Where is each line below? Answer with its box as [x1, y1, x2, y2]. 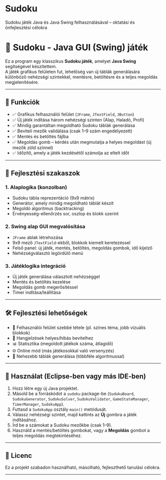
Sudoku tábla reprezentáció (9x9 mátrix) [12, 195, 95, 201]
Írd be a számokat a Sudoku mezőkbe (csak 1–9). [12, 422, 113, 428]
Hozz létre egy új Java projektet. [12, 385, 79, 391]
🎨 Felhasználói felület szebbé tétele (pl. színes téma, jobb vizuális [12, 324, 146, 330]
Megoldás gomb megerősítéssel [12, 284, 78, 290]
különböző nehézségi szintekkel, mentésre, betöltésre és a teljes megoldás [5, 74, 158, 80]
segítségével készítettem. [5, 63, 57, 69]
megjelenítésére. [5, 79, 40, 85]
